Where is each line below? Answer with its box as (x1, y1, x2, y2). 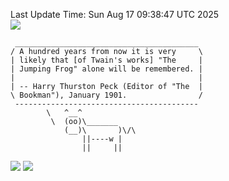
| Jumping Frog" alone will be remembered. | (10, 64, 203, 74)
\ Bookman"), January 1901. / (10, 90, 203, 100)
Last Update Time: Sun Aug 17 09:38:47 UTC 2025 (10, 9, 220, 20)
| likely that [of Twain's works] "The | (10, 55, 203, 65)
